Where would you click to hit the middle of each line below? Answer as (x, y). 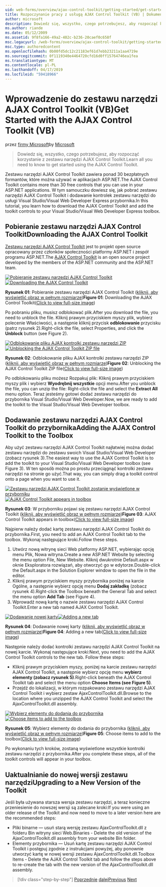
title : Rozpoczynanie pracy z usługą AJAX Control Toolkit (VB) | (75, 14)
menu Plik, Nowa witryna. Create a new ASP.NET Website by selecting (83, 555)
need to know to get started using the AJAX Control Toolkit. (78, 164)
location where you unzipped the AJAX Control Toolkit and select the (83, 699)
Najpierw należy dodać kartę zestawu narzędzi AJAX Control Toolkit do (78, 529)
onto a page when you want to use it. (43, 479)
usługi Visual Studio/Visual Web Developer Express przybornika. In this (77, 200)
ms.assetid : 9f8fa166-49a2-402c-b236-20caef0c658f (58, 38)
